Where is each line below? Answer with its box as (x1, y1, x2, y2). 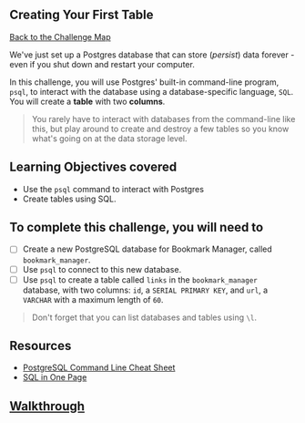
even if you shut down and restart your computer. (9, 58, 196, 69)
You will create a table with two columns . (9, 96, 166, 107)
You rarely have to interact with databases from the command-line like (31, 113, 296, 124)
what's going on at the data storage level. (31, 132, 188, 144)
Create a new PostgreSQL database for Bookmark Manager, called (22, 243, 273, 254)
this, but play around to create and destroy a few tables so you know (31, 123, 290, 134)
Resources (9, 338, 72, 354)
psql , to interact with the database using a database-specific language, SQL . (9, 86, 294, 97)
